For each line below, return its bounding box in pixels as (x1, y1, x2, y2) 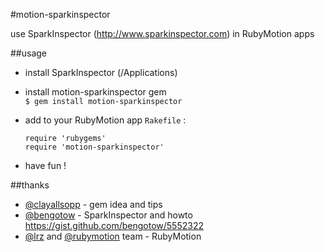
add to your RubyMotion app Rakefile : (24, 114, 187, 126)
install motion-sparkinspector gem (24, 86, 167, 98)
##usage (10, 47, 48, 59)
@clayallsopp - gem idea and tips (24, 199, 163, 210)
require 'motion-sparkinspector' (24, 142, 165, 152)
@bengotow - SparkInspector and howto (24, 209, 193, 221)
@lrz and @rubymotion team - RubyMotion (24, 230, 202, 242)
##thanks (10, 179, 50, 191)
